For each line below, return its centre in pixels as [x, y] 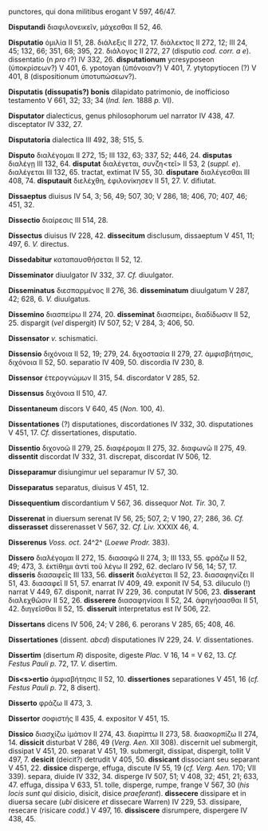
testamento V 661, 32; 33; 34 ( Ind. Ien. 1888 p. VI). [91, 100]
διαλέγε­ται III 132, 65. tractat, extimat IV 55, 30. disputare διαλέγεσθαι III [129, 172]
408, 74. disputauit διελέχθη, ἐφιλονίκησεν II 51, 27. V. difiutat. [112, 180]
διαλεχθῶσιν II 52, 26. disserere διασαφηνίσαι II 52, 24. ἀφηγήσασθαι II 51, [134, 600]
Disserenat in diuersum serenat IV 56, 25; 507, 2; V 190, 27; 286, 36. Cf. [126, 518]
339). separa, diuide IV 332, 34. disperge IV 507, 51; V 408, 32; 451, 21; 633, [134, 776]
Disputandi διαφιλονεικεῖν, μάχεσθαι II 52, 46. [86, 27]
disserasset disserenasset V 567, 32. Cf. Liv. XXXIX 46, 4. [104, 527]
